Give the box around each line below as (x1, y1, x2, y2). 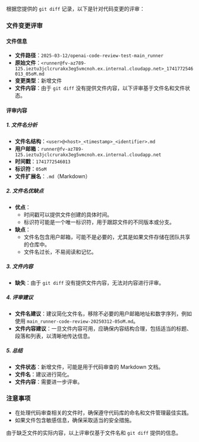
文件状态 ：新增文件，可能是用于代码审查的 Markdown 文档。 (14, 363, 164, 371)
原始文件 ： (14, 59, 42, 67)
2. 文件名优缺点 (6, 187, 44, 195)
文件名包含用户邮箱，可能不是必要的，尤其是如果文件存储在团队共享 (23, 233, 191, 240)
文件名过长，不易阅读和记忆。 (23, 248, 97, 255)
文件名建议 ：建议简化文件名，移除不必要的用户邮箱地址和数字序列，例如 (14, 310, 192, 317)
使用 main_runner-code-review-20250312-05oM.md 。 (14, 318, 139, 325)
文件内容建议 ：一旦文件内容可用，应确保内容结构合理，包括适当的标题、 (14, 325, 192, 332)
